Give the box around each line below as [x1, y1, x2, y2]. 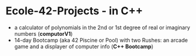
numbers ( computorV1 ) [14, 30, 73, 37]
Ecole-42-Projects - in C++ [5, 4, 143, 18]
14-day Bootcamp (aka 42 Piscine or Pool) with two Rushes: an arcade [14, 36, 188, 43]
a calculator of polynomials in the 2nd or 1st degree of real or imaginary [14, 24, 191, 31]
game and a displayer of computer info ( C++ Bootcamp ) [14, 43, 154, 50]
